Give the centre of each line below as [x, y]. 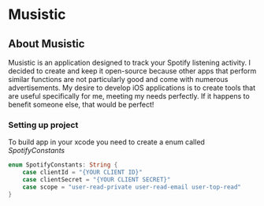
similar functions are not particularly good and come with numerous [118, 79]
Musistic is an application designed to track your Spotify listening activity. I [129, 62]
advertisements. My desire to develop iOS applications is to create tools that [132, 88]
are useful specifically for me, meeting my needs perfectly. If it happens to [129, 96]
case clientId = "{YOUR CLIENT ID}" [83, 172]
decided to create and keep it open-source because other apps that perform [132, 71]
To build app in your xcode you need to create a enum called [106, 142]
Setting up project [43, 125]
